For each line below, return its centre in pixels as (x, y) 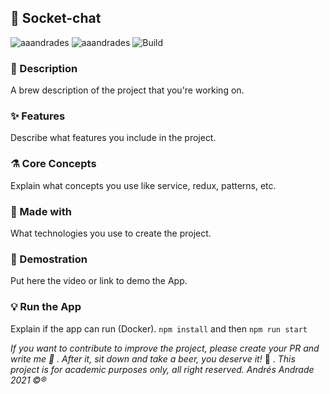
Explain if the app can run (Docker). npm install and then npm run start (159, 328)
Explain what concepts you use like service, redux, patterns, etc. (143, 185)
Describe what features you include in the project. (113, 138)
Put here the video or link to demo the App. (99, 281)
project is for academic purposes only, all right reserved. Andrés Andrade (162, 369)
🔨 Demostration (49, 259)
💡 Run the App (46, 307)
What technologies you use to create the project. (111, 233)
